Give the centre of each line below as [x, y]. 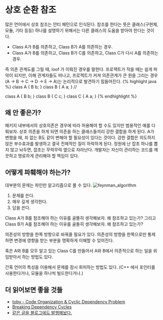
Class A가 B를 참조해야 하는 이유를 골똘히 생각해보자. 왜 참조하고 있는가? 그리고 [81, 218]
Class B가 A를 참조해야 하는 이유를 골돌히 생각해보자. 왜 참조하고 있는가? [74, 224]
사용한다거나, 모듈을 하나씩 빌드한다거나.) [44, 273]
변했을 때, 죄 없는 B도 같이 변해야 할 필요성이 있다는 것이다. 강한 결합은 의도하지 [80, 137]
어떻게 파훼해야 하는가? [38, 173]
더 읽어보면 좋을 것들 [34, 290]
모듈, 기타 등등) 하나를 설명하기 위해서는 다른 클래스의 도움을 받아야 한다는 [75, 30]
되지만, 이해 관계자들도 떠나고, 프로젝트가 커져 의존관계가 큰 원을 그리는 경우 [86, 75]
